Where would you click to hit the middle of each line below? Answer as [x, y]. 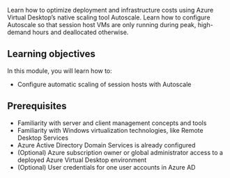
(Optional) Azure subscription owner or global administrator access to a [120, 152]
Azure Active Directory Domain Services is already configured [106, 145]
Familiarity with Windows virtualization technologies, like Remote [110, 130]
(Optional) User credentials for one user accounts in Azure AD [106, 167]
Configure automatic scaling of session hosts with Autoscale [104, 84]
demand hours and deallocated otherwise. [68, 32]
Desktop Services [43, 138]
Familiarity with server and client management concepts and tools [112, 123]
